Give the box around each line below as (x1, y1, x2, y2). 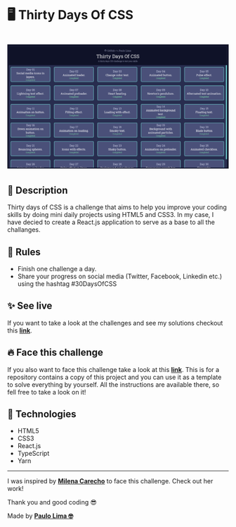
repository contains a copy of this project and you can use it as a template (7, 373, 222, 381)
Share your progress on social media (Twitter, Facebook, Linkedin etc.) (17, 272, 223, 280)
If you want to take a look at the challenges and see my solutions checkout (7, 318, 223, 327)
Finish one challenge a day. (17, 265, 97, 273)
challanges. (7, 225, 41, 234)
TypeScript (17, 449, 50, 458)
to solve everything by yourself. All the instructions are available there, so (7, 380, 220, 389)
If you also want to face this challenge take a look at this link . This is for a (7, 365, 220, 373)
